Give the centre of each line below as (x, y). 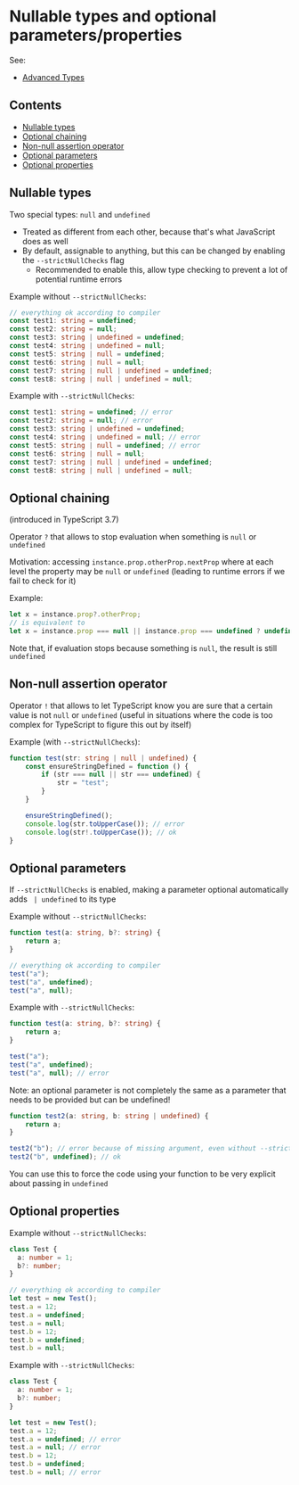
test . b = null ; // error (55, 1473)
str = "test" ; (83, 783)
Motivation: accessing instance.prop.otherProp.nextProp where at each (141, 562)
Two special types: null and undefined (80, 214)
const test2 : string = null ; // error (81, 421)
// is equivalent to (48, 623)
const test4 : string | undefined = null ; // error (105, 437)
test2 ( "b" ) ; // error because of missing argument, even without (133, 1149)
